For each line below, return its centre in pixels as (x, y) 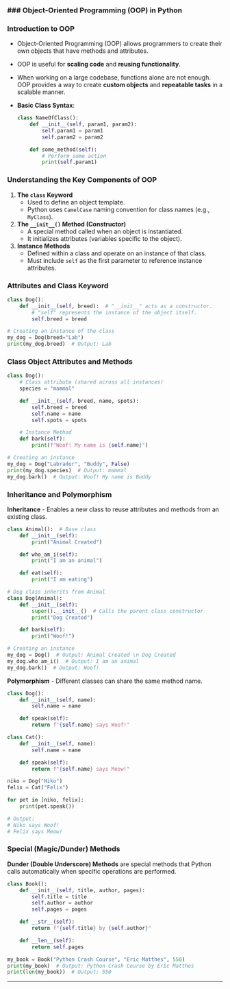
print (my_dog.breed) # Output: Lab (59, 344)
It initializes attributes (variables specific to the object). (105, 238)
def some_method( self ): (63, 150)
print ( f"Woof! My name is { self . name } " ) (90, 445)
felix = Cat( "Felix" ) (38, 788)
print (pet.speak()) (47, 806)
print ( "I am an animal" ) (67, 561)
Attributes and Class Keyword (58, 286)
